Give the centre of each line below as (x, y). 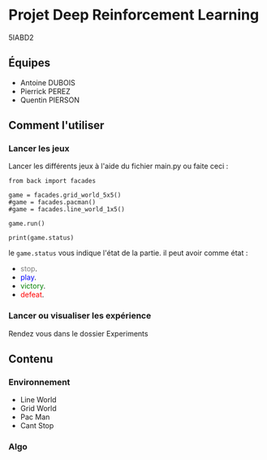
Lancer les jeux (39, 149)
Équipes (30, 63)
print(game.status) (41, 238)
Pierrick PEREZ (45, 91)
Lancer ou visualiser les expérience (80, 316)
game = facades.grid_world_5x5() (65, 195)
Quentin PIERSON (50, 100)
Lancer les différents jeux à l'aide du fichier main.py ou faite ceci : (118, 166)
